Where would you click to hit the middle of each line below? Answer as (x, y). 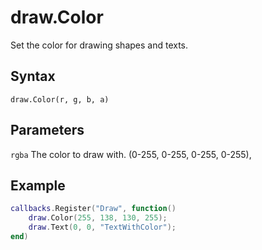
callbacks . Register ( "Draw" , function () (93, 209)
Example (38, 185)
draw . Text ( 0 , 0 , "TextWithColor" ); (102, 227)
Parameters (47, 130)
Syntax (33, 76)
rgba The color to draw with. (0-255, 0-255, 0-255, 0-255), (131, 154)
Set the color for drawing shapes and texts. (99, 45)
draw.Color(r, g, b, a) (60, 99)
